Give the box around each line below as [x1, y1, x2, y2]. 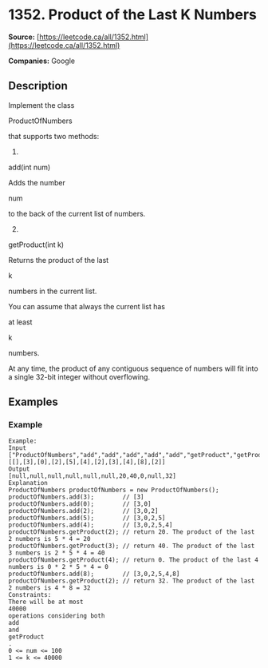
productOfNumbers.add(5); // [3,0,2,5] [8, 514, 166, 523]
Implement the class [8, 100, 75, 109]
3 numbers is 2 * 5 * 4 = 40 [8, 549, 105, 557]
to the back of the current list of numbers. [8, 209, 146, 218]
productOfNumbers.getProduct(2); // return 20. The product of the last [8, 528, 255, 536]
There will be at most [8, 598, 84, 606]
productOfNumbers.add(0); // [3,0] [8, 500, 152, 508]
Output [8, 465, 30, 473]
